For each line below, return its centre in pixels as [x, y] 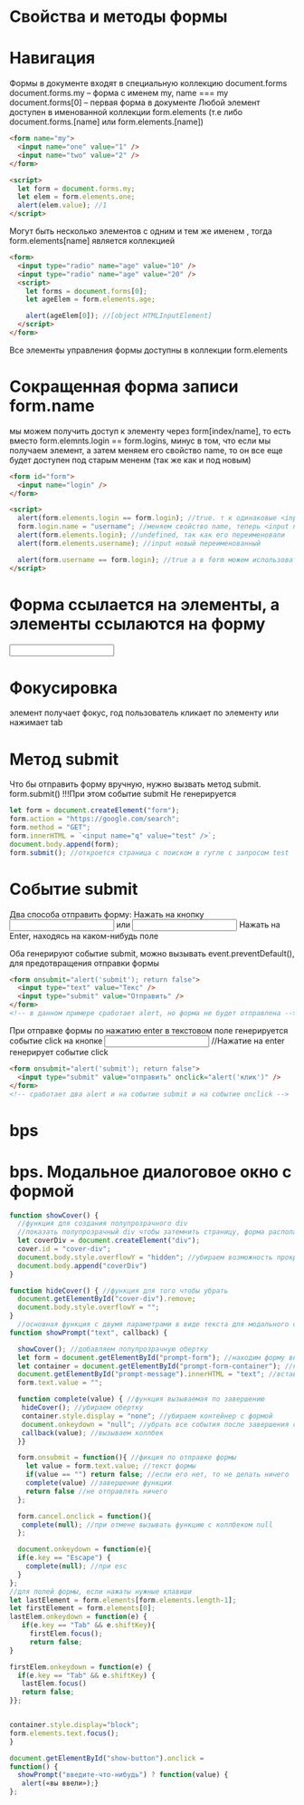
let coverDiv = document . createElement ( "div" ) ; [109, 1241]
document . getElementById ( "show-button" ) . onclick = [107, 1758]
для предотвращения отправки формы [85, 963]
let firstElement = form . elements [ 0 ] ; [82, 1608]
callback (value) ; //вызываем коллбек [93, 1433]
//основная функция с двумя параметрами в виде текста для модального [153, 1325]
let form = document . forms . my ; [76, 189]
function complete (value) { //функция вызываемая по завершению [141, 1399]
